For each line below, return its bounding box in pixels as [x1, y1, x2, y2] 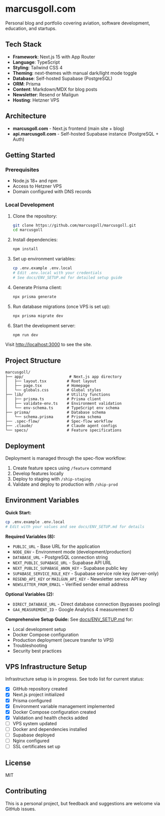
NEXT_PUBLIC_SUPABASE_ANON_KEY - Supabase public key [12, 565, 127, 571]
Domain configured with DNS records [12, 189, 92, 195]
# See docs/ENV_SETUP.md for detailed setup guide [12, 275, 123, 280]
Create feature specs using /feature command [12, 465, 112, 471]
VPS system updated [12, 720, 57, 726]
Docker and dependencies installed [12, 726, 88, 732]
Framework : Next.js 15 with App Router [12, 54, 95, 60]
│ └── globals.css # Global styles [5, 388, 101, 393]
